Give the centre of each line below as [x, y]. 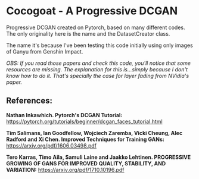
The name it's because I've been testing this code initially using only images [100, 45]
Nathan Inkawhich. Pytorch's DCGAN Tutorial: [64, 115]
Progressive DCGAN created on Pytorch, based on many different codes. [96, 27]
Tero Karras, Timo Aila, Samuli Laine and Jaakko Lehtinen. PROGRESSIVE [99, 157]
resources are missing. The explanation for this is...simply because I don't [97, 69]
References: [29, 101]
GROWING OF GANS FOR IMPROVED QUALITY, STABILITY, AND [86, 163]
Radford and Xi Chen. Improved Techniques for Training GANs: [85, 139]
